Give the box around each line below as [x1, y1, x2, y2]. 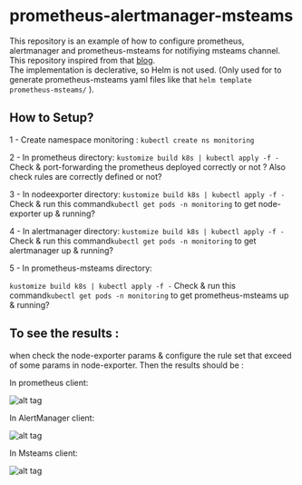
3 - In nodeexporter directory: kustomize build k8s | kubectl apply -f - [9, 188, 286, 200]
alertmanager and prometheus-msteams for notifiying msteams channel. [9, 45, 281, 55]
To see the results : [9, 326, 120, 341]
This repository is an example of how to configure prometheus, [9, 35, 245, 46]
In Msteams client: [9, 447, 79, 459]
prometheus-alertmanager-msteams [9, 5, 294, 26]
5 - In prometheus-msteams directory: [9, 262, 152, 273]
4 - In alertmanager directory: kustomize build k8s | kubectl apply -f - [9, 225, 285, 236]
